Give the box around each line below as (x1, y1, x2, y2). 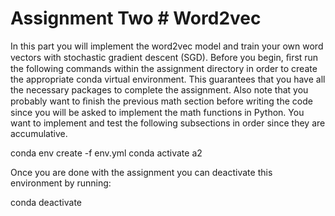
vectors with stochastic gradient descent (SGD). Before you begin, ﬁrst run (10, 51, 319, 63)
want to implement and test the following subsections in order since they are (10, 117, 326, 129)
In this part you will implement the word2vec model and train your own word (10, 40, 324, 52)
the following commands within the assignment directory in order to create (10, 62, 318, 74)
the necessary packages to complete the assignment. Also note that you (10, 83, 309, 96)
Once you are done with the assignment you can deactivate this (10, 166, 273, 178)
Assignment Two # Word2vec (10, 7, 262, 30)
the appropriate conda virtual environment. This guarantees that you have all (10, 73, 326, 85)
